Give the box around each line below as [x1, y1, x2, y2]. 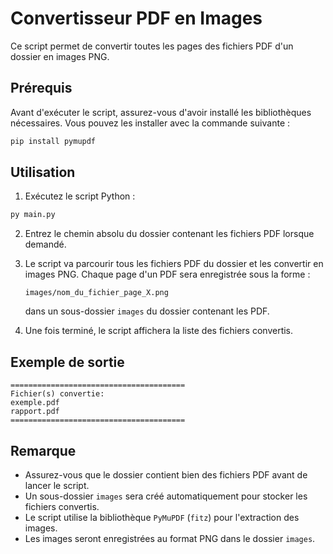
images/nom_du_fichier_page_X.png [24, 288, 169, 298]
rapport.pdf [10, 407, 60, 417]
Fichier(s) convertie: [10, 389, 105, 399]
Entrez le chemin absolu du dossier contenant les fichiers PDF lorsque [24, 228, 315, 240]
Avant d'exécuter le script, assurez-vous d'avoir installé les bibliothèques [10, 106, 312, 118]
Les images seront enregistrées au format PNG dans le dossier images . [24, 532, 316, 544]
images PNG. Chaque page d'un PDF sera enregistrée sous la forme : [24, 268, 311, 281]
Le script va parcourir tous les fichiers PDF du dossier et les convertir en [24, 258, 324, 270]
